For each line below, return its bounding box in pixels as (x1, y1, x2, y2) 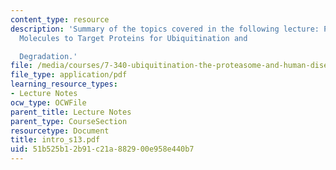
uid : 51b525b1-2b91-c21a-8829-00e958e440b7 (10, 144, 195, 155)
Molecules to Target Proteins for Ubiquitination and (19, 33, 248, 43)
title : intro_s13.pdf (10, 135, 101, 145)
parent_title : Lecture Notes (10, 107, 132, 117)
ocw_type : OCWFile (10, 97, 87, 108)
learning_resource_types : (10, 79, 118, 90)
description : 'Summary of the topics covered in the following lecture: (10, 24, 320, 34)
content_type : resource (10, 14, 110, 25)
